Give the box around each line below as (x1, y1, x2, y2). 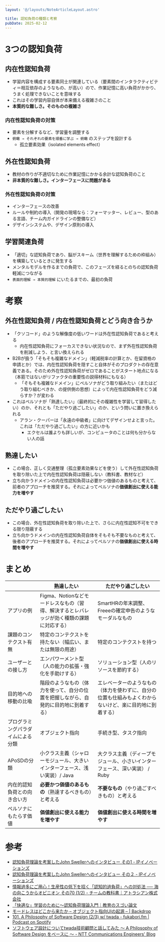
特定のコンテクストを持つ (97, 639, 157, 646)
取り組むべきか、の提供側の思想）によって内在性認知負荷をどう (24, 386, 153, 392)
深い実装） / (122, 765, 150, 772)
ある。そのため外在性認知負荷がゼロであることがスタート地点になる (21, 367, 159, 373)
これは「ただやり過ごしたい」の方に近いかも (19, 423, 110, 429)
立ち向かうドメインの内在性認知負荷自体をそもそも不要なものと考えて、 (12, 532, 159, 538)
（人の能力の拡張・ (40, 663, 84, 669)
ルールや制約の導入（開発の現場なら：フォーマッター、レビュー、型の (12, 209, 155, 215)
